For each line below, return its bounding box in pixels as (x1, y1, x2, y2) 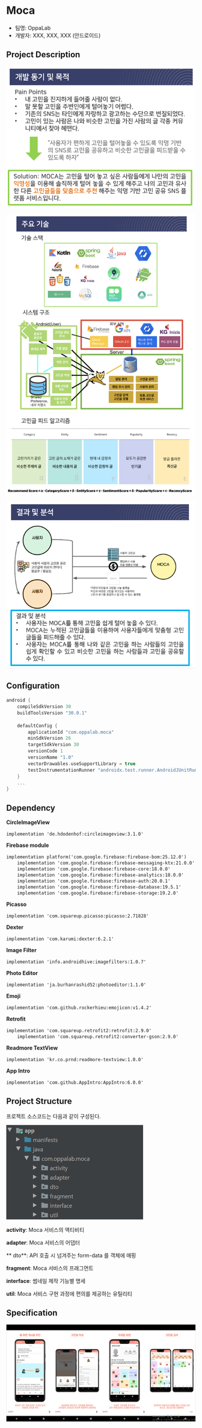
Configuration (6, 680, 60, 691)
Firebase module (6, 842, 49, 849)
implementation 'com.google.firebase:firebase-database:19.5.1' (17, 884, 182, 890)
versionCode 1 (28, 748, 63, 754)
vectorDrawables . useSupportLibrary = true (28, 760, 136, 767)
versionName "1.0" (28, 754, 74, 761)
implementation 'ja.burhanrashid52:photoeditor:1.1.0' (6, 982, 147, 988)
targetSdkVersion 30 (28, 742, 79, 748)
